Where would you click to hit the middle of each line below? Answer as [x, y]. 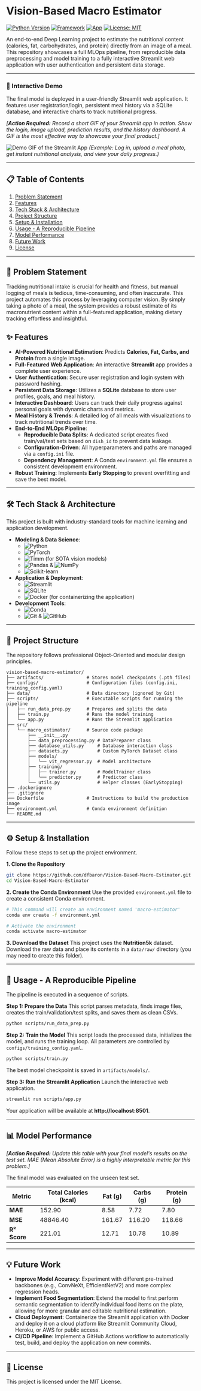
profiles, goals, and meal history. [55, 396]
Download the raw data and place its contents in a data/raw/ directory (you [99, 949]
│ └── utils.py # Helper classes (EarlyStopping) [95, 783]
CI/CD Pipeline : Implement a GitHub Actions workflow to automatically [102, 1336]
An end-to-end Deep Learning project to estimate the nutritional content [95, 39]
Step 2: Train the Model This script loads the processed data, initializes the [99, 1035]
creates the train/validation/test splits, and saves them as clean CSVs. [92, 1013]
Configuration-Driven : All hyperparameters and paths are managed [108, 447]
